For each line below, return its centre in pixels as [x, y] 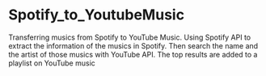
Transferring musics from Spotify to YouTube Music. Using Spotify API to [130, 37]
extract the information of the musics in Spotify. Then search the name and [133, 45]
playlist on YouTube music [52, 63]
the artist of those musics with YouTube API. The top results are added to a [133, 54]
